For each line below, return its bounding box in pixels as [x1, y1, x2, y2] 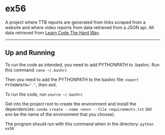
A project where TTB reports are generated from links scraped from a [5, 19, 146, 25]
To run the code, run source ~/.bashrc [5, 91, 83, 97]
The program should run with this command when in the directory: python [5, 121, 154, 127]
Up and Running [5, 49, 55, 57]
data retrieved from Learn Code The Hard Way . [5, 30, 100, 35]
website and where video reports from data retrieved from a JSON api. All [5, 24, 154, 30]
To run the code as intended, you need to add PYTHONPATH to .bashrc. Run [5, 62, 160, 67]
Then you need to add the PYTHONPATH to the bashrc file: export [5, 76, 139, 82]
